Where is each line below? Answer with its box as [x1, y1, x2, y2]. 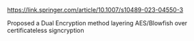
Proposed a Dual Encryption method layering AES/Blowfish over [7, 19, 188, 27]
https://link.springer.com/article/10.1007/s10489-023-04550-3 [7, 6, 184, 14]
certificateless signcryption [7, 27, 84, 34]
